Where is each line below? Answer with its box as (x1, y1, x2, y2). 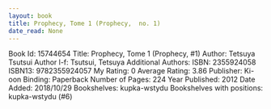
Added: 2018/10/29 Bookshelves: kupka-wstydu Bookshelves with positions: (8, 83, 264, 93)
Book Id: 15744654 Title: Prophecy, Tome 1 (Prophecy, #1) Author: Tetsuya (8, 49, 256, 59)
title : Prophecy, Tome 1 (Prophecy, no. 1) (8, 19, 161, 27)
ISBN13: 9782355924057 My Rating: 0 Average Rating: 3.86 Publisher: (8, 66, 243, 76)
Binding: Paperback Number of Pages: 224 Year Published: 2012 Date (23, 74, 256, 85)
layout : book (8, 11, 53, 20)
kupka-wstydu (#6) (8, 92, 73, 102)
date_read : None (8, 27, 63, 35)
